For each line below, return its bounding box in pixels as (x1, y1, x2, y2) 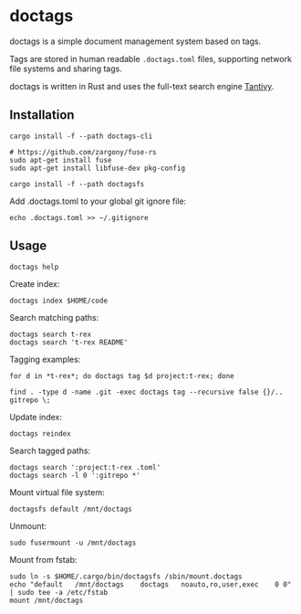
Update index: (9, 411, 62, 422)
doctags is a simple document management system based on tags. (9, 36, 262, 47)
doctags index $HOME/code (9, 296, 108, 305)
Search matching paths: (9, 312, 99, 323)
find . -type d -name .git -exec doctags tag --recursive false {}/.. (9, 387, 284, 397)
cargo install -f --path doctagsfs (9, 179, 145, 188)
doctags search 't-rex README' (9, 337, 129, 347)
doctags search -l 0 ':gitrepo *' (9, 471, 141, 480)
